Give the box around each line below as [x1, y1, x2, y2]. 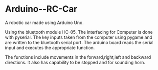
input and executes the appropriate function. [5, 45, 95, 50]
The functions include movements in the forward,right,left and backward [5, 54, 151, 60]
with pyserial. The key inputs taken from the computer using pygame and [5, 34, 153, 40]
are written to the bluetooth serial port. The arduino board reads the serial [5, 39, 154, 45]
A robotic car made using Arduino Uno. [5, 20, 84, 25]
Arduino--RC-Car [5, 3, 77, 15]
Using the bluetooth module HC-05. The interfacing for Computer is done [5, 29, 153, 35]
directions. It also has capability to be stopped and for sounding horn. [5, 59, 146, 65]
